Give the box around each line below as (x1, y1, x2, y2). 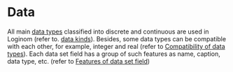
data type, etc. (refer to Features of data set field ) (7, 57, 150, 65)
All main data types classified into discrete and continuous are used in (7, 27, 209, 36)
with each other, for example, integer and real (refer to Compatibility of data (7, 42, 225, 50)
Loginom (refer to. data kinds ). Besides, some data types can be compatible (7, 34, 226, 43)
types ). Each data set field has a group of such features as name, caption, (7, 50, 220, 58)
